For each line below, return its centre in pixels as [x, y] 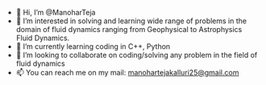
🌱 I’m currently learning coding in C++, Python [93, 47]
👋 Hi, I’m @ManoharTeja [56, 12]
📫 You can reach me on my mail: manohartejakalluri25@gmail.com [127, 73]
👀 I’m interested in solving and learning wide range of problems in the [131, 21]
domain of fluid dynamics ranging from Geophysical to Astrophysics [129, 29]
